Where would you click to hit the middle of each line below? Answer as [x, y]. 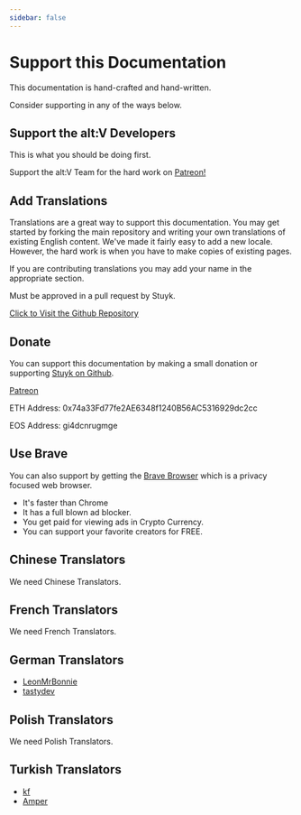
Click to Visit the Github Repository [74, 313]
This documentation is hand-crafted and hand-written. [110, 88]
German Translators [67, 660]
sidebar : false [38, 18]
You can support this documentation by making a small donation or [134, 363]
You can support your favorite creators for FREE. [112, 531]
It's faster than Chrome [65, 503]
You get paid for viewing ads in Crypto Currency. [113, 522]
